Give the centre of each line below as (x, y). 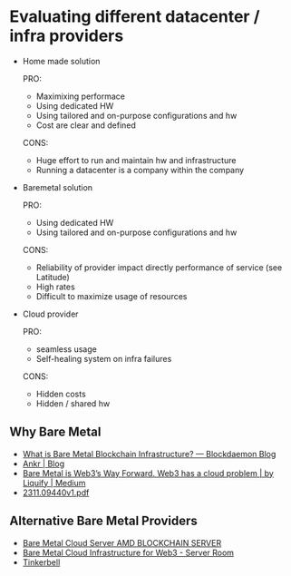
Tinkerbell (41, 562)
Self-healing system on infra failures (104, 358)
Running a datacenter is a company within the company (140, 170)
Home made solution (61, 61)
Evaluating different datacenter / (135, 17)
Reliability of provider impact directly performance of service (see (159, 267)
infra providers (67, 36)
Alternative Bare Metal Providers (103, 521)
